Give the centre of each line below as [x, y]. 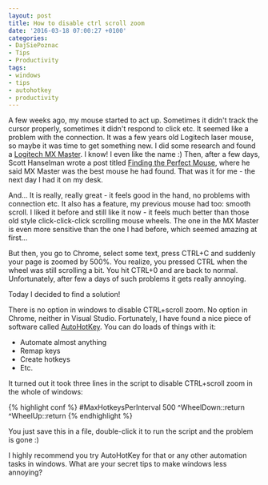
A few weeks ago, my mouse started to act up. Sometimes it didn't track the [133, 120]
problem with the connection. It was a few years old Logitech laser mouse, [131, 138]
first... [18, 238]
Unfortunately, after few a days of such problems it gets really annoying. [127, 279]
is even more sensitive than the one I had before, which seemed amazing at [133, 230]
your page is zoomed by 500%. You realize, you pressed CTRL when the [128, 262]
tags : [17, 68]
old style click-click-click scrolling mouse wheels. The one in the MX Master [134, 221]
